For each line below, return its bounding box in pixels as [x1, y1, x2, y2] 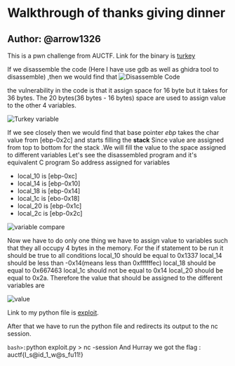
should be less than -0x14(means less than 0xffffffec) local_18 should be [7, 259, 216, 267]
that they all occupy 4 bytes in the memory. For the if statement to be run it [7, 244, 224, 252]
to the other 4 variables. [7, 101, 77, 110]
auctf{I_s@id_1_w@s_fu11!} [7, 351, 84, 359]
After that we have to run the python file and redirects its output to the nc [7, 322, 219, 330]
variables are [7, 281, 45, 289]
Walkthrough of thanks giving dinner [7, 5, 226, 21]
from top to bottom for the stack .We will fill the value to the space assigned [7, 143, 227, 152]
